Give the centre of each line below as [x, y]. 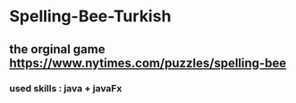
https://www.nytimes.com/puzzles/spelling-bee [148, 63]
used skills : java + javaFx [66, 88]
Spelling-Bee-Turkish [90, 16]
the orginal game [57, 49]
